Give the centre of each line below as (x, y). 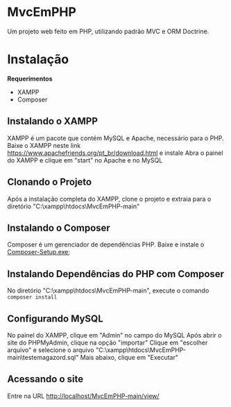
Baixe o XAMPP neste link (44, 145)
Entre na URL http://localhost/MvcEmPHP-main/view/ (83, 396)
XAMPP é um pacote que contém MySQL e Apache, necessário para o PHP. (115, 138)
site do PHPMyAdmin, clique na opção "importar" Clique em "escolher (108, 342)
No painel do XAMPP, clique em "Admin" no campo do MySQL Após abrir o (114, 335)
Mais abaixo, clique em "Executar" (129, 357)
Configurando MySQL (55, 318)
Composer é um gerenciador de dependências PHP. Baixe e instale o (106, 244)
